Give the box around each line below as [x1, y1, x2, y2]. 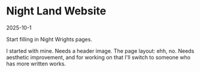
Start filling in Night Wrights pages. [6, 35, 93, 43]
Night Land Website [6, 4, 107, 18]
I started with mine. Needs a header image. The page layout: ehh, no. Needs [6, 47, 195, 55]
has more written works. [6, 60, 66, 67]
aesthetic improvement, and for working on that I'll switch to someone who [6, 53, 190, 61]
